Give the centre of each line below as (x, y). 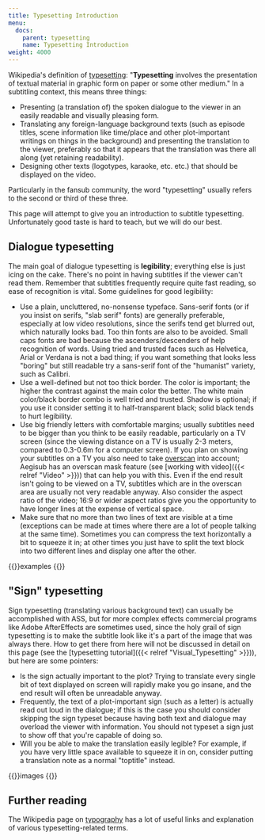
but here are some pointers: (53, 661)
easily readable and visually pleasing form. (89, 115)
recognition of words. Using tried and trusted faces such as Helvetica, (134, 349)
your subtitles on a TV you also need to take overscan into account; (129, 458)
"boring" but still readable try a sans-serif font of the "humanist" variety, (137, 365)
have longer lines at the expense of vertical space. (102, 509)
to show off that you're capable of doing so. (91, 735)
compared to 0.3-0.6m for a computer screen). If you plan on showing (134, 449)
